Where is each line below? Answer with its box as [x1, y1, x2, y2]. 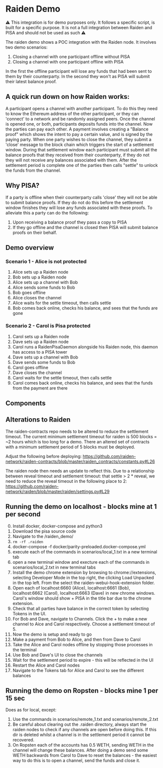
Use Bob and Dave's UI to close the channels [12, 652, 103, 658]
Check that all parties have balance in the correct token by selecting [12, 605, 149, 611]
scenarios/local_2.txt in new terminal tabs [12, 564, 96, 570]
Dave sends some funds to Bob [12, 359, 76, 365]
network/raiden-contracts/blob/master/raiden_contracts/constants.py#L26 [5, 458, 155, 464]
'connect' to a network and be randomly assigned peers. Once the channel [5, 115, 155, 122]
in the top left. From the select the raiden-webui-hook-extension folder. [12, 580, 155, 586]
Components [5, 399, 46, 407]
